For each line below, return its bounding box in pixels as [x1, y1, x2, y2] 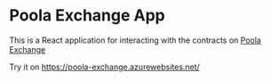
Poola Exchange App [9, 5, 166, 26]
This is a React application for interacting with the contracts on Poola [9, 35, 262, 45]
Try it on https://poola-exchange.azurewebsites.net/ [9, 61, 200, 72]
